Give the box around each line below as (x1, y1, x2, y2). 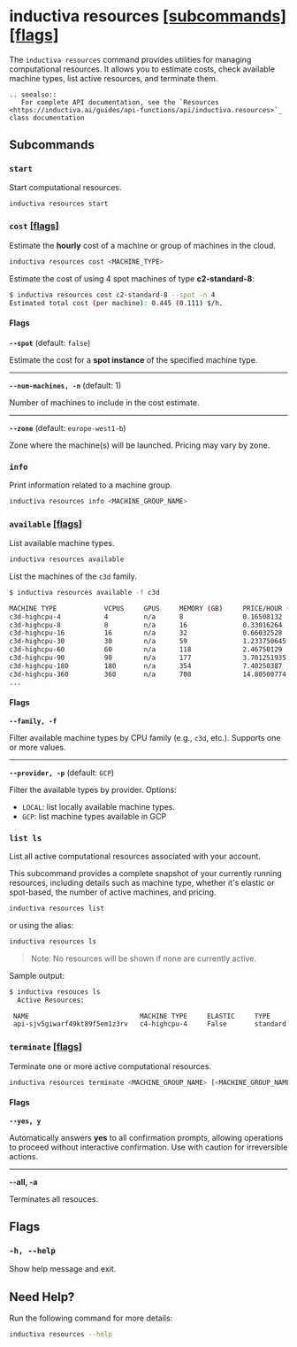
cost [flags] (9, 219, 59, 232)
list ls (9, 833, 42, 843)
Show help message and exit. (9, 1264, 117, 1274)
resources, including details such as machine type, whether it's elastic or (9, 878, 275, 889)
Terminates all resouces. (9, 1193, 99, 1205)
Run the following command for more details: (9, 1312, 173, 1324)
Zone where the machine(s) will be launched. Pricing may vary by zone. (9, 440, 270, 450)
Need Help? (9, 1289, 75, 1305)
